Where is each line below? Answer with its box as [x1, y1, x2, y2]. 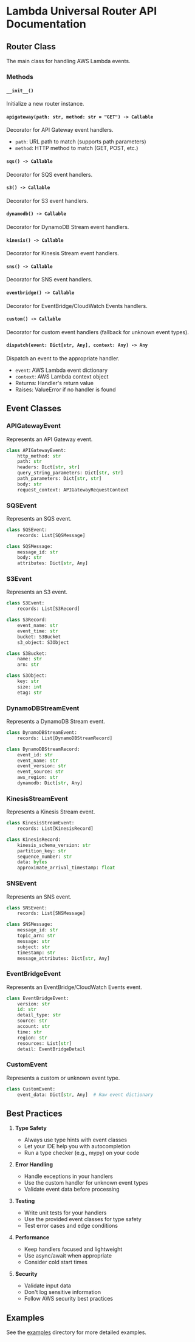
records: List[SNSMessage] [17, 910, 86, 917]
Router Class [6, 41, 56, 52]
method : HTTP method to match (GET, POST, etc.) [15, 145, 139, 152]
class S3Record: [6, 617, 47, 623]
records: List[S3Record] [17, 606, 80, 612]
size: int [17, 683, 43, 690]
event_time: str [17, 628, 59, 634]
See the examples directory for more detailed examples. [6, 1329, 147, 1336]
